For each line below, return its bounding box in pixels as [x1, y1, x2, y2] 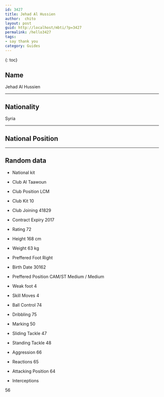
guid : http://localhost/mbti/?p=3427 [5, 25, 82, 30]
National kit [12, 169, 35, 175]
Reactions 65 [12, 358, 39, 364]
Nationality [5, 103, 40, 111]
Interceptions [12, 377, 39, 383]
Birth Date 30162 [12, 264, 46, 270]
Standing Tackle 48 [12, 340, 52, 346]
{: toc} [5, 57, 18, 63]
